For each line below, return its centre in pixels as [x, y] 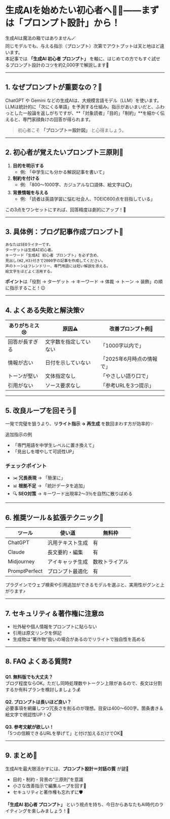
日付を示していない [68, 363]
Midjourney [21, 562]
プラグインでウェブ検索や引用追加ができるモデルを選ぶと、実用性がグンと [83, 585]
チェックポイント [26, 465]
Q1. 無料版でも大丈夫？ [29, 677]
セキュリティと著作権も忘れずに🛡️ [48, 792]
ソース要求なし [63, 385]
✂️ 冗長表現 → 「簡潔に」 [39, 478]
